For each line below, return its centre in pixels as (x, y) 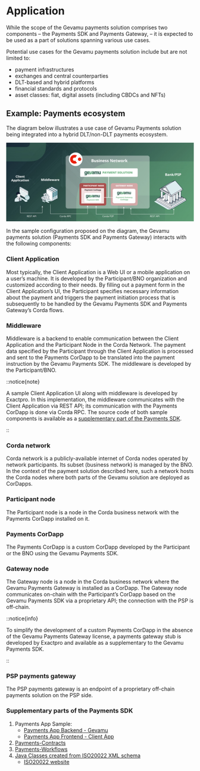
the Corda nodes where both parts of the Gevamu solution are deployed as (98, 477)
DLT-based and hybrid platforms (54, 82)
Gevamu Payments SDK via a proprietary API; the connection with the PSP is (100, 601)
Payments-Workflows (41, 749)
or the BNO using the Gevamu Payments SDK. (62, 553)
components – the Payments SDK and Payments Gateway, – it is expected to (100, 33)
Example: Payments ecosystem (66, 114)
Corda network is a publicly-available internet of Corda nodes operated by (97, 458)
